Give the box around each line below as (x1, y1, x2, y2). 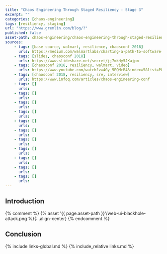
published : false (5, 30, 41, 35)
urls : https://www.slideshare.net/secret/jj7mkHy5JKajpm (18, 58, 139, 63)
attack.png (5, 215, 27, 222)
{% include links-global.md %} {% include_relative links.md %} (5, 243, 134, 249)
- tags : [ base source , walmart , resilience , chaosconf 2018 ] (14, 44, 143, 49)
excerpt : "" (5, 12, 30, 17)
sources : (5, 40, 23, 45)
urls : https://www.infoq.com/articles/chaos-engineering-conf (18, 77, 150, 82)
